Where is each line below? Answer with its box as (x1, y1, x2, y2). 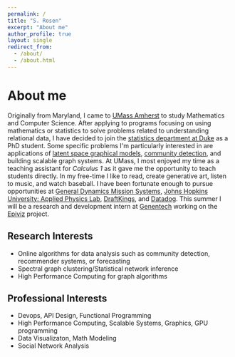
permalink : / (7, 10, 46, 18)
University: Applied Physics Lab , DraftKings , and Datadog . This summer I (7, 194, 221, 203)
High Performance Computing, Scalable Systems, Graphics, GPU (17, 319, 209, 328)
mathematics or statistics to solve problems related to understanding (7, 126, 209, 135)
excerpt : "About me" (7, 24, 69, 31)
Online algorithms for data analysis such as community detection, (17, 249, 210, 257)
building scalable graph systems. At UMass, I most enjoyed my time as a (7, 156, 219, 165)
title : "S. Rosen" (7, 17, 62, 24)
